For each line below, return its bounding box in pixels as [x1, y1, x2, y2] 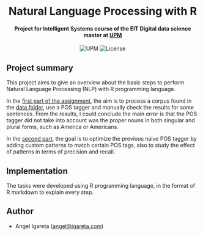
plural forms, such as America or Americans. [6, 124, 119, 131]
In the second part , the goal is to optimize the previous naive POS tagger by [6, 135, 197, 142]
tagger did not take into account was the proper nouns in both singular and [6, 117, 195, 124]
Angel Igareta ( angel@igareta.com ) [15, 222, 104, 230]
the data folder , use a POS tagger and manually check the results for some [6, 104, 194, 111]
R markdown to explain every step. [6, 188, 94, 196]
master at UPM [83, 31, 122, 39]
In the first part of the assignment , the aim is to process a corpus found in [6, 97, 192, 105]
